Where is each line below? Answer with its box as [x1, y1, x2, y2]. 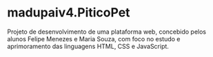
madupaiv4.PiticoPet [7, 5, 130, 21]
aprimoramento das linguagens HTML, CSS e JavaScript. [7, 42, 169, 50]
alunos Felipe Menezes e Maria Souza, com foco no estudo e [7, 34, 181, 43]
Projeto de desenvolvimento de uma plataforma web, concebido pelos [7, 27, 207, 36]
